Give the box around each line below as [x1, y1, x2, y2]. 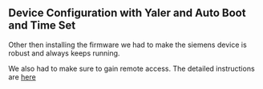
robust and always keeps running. [8, 48, 120, 58]
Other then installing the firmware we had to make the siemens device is [8, 40, 247, 49]
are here [8, 72, 36, 82]
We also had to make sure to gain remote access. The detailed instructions [8, 64, 255, 73]
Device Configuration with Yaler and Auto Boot [8, 6, 246, 20]
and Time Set [8, 19, 76, 33]
